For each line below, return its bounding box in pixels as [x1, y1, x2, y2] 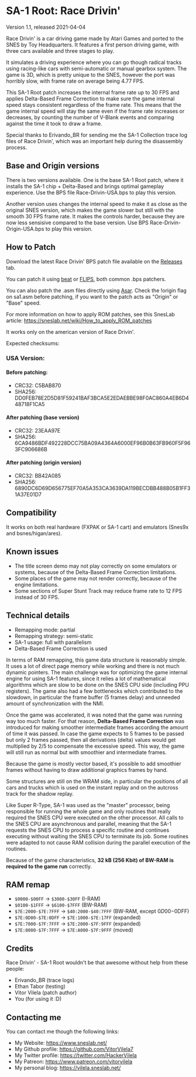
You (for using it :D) [14, 995, 62, 1002]
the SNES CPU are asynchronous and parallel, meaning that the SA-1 [6, 820, 171, 827]
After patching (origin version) [6, 459, 82, 466]
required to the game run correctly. [6, 863, 92, 870]
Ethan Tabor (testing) [14, 983, 66, 990]
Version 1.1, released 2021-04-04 [6, 23, 86, 31]
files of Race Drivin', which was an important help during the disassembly [6, 137, 183, 144]
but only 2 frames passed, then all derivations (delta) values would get [6, 736, 176, 743]
